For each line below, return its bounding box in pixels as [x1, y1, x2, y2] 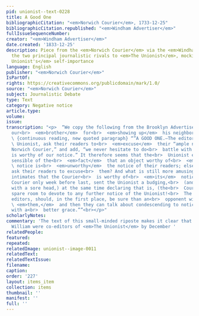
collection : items [6, 284, 52, 291]
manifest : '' [6, 295, 38, 301]
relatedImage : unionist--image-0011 [6, 245, 97, 252]
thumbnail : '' [6, 290, 41, 296]
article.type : [6, 108, 41, 114]
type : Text [6, 97, 33, 103]
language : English [6, 63, 52, 70]
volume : [6, 113, 25, 119]
